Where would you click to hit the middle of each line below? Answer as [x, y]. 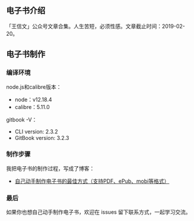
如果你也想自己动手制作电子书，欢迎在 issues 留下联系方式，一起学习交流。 [98, 212]
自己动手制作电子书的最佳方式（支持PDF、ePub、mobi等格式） [92, 181]
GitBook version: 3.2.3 [42, 138]
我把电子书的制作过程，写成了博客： [50, 168]
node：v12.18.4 [33, 99]
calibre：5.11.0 [32, 107]
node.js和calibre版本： [34, 87]
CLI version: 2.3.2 [36, 131]
